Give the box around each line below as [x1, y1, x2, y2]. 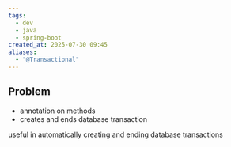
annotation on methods [19, 106, 96, 115]
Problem [8, 85, 51, 99]
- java [15, 26, 37, 34]
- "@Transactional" [15, 56, 80, 64]
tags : [8, 11, 26, 20]
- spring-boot [15, 33, 62, 42]
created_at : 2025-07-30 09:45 [8, 41, 108, 49]
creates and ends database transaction [19, 114, 148, 123]
